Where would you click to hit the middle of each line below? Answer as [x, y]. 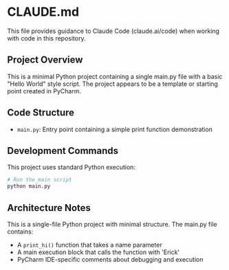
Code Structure [41, 113]
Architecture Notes [49, 208]
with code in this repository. [46, 38]
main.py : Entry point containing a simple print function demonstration [115, 129]
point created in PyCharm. [44, 91]
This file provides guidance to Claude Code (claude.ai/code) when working [113, 31]
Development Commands [63, 151]
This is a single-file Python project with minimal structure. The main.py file [112, 224]
